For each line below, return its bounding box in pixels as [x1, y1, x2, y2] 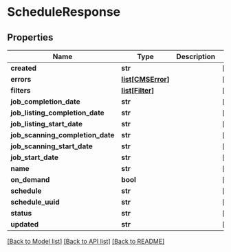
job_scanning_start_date [10, 141, 93, 151]
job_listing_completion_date [10, 108, 104, 117]
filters [10, 86, 31, 95]
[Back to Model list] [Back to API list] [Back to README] [7, 238, 165, 245]
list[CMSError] [121, 75, 170, 84]
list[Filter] [121, 86, 155, 95]
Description [176, 52, 216, 61]
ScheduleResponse [7, 4, 121, 20]
